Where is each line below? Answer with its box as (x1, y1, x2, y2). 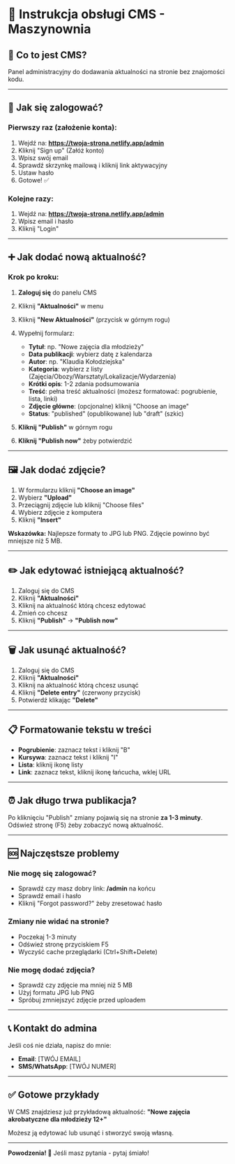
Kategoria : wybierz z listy (28, 364, 103, 373)
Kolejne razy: (8, 194, 54, 204)
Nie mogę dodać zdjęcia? (8, 965, 96, 974)
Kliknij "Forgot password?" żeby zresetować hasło (17, 899, 162, 908)
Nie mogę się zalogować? (8, 869, 97, 879)
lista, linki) (28, 395, 58, 403)
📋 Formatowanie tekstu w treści (8, 723, 152, 735)
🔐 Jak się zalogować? (8, 101, 104, 114)
